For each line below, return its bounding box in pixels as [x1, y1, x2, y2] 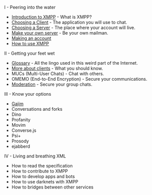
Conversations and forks [11, 106, 63, 112]
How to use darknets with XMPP [11, 179, 78, 184]
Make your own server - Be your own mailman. [11, 30, 108, 36]
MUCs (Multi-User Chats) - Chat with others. [11, 71, 104, 77]
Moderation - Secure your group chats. [11, 81, 93, 87]
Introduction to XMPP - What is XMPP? [11, 14, 92, 20]
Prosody [11, 138, 29, 144]
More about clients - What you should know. [11, 65, 103, 71]
